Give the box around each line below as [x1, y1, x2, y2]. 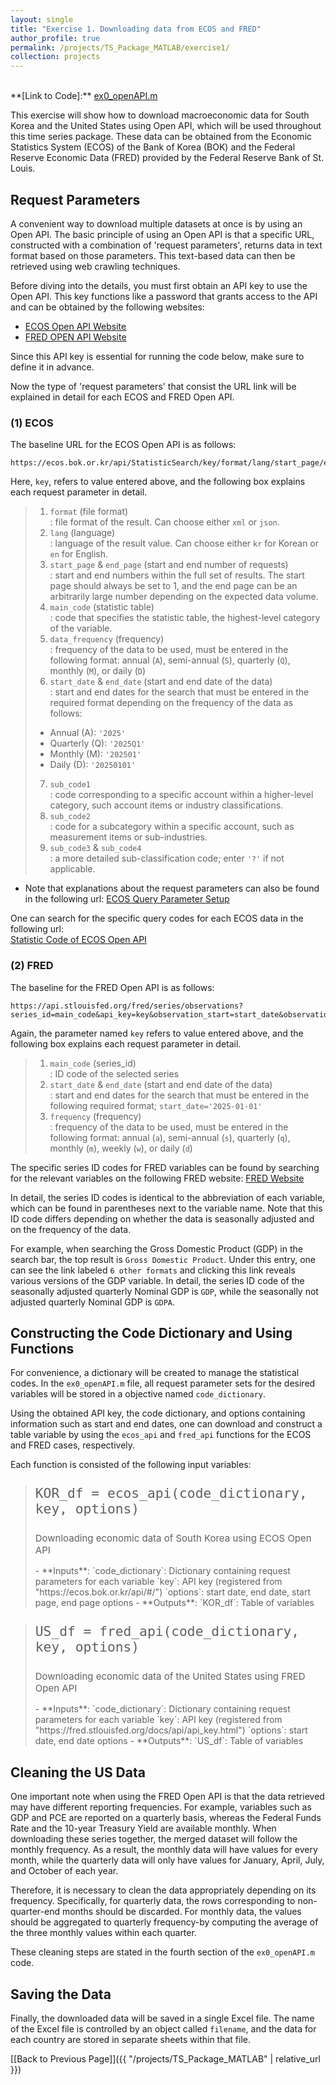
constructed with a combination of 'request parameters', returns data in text [10, 239, 323, 251]
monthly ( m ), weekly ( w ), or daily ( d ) [49, 1142, 193, 1154]
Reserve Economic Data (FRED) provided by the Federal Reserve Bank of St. [10, 152, 325, 164]
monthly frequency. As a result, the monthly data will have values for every [10, 1844, 318, 1856]
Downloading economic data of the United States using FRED [34, 1670, 306, 1683]
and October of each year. [10, 1865, 119, 1877]
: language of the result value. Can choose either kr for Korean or [49, 537, 320, 550]
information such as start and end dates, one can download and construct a [10, 1418, 323, 1430]
